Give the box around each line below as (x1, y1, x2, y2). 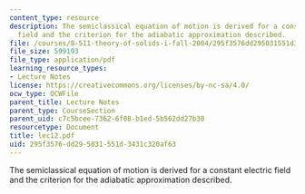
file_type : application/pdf (9, 55, 116, 64)
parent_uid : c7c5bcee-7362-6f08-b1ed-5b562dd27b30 (9, 114, 205, 123)
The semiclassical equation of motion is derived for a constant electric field (9, 164, 291, 175)
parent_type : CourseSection (9, 106, 116, 115)
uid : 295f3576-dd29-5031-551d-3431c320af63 (9, 140, 177, 149)
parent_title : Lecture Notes (9, 97, 120, 107)
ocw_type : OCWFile (9, 89, 79, 98)
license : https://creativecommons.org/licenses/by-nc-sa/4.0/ (9, 81, 250, 90)
